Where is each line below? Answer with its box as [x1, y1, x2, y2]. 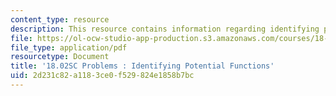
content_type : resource [10, 14, 110, 25]
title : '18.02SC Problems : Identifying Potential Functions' [10, 61, 275, 71]
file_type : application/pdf [10, 42, 128, 53]
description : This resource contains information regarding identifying [10, 24, 320, 34]
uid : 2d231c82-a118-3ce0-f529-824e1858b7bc [10, 71, 195, 81]
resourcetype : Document [10, 52, 110, 62]
